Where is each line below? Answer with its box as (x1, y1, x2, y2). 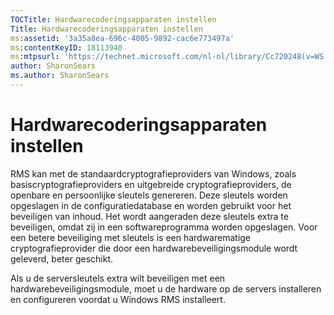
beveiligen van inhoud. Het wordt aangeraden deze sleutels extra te (10, 210, 289, 222)
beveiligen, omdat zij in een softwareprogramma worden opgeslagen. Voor (10, 221, 318, 233)
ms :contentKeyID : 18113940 (10, 42, 123, 53)
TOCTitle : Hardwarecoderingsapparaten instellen (10, 14, 217, 25)
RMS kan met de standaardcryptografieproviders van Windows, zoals (10, 167, 297, 180)
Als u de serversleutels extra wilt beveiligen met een (10, 272, 226, 284)
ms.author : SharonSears (10, 71, 110, 81)
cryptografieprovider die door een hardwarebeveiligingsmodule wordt (10, 242, 298, 254)
